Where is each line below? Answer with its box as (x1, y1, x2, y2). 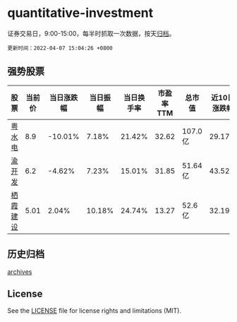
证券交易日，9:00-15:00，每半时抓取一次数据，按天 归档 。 (7, 29, 176, 37)
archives (7, 267, 32, 276)
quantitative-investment (7, 5, 154, 21)
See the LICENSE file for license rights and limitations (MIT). (7, 306, 182, 315)
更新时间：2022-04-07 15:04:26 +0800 (7, 44, 113, 52)
